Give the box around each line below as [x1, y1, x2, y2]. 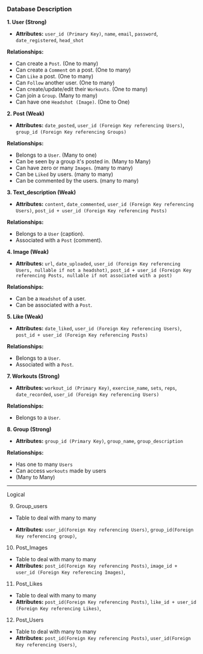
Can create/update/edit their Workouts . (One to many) [15, 86, 148, 93]
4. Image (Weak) [7, 248, 49, 256]
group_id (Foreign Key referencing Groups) [15, 129, 127, 136]
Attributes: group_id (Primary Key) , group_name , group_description [15, 438, 183, 445]
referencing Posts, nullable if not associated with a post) [15, 273, 173, 279]
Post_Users [15, 617, 44, 624]
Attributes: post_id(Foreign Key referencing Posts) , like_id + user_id [15, 599, 196, 606]
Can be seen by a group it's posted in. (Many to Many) [15, 158, 151, 165]
